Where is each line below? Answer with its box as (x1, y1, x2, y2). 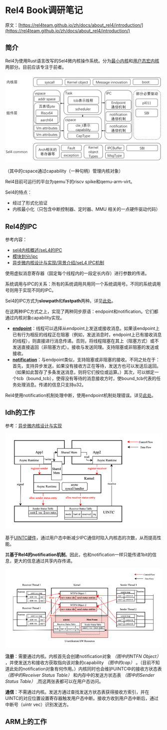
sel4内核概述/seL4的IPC (12, 247, 62, 253)
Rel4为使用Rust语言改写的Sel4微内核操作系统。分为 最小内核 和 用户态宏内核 (5, 58, 160, 64)
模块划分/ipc (12, 253, 38, 259)
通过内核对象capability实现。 (5, 315, 65, 321)
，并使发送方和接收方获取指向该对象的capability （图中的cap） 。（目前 (5, 659, 152, 665)
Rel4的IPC (5, 222, 37, 231)
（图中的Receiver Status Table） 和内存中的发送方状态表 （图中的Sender (5, 672, 155, 678)
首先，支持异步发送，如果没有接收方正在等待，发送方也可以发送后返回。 (12, 363, 161, 369)
